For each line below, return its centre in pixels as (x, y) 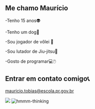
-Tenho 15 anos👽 (23, 20)
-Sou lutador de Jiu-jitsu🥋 (32, 51)
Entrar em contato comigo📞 (47, 79)
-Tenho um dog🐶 (22, 32)
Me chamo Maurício (37, 8)
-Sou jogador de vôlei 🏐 (29, 41)
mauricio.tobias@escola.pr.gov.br (40, 91)
